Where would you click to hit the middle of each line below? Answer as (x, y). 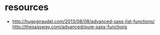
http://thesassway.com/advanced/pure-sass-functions (70, 26)
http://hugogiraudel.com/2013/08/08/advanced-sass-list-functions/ (83, 21)
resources (27, 7)
